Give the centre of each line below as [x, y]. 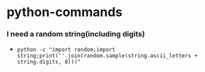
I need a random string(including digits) [76, 34]
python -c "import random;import [66, 50]
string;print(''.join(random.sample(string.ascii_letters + [107, 56]
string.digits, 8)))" [48, 62]
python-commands [65, 12]
